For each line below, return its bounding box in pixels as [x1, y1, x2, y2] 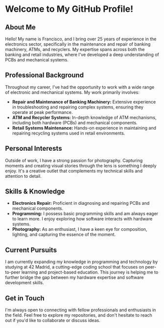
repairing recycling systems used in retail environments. [12, 130, 125, 136]
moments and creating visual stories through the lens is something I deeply [5, 163, 157, 168]
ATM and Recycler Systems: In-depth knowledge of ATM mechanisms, [12, 114, 157, 120]
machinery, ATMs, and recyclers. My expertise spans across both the [5, 47, 145, 52]
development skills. [5, 280, 44, 286]
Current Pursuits [5, 246, 57, 254]
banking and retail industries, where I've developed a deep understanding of [5, 52, 159, 57]
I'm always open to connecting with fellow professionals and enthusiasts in [5, 307, 156, 313]
